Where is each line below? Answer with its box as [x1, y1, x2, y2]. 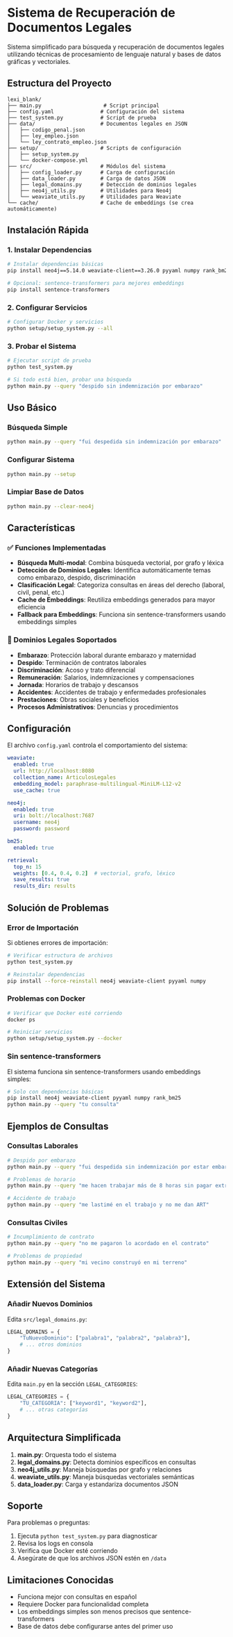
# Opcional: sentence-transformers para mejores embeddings [7, 280, 185, 287]
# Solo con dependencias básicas [7, 1088, 104, 1095]
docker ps [7, 1016, 36, 1023]
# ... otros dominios [19, 1341, 82, 1349]
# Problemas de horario [7, 1176, 76, 1183]
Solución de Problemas [7, 902, 110, 914]
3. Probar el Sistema [7, 341, 76, 351]
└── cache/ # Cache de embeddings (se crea [7, 199, 194, 206]
